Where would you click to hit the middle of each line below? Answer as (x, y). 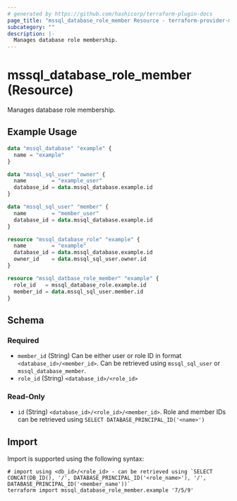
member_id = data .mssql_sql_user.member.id (78, 292)
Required (23, 340)
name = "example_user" (58, 181)
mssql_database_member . (52, 371)
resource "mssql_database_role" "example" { (74, 239)
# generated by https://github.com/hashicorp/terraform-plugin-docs (110, 14)
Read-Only (26, 396)
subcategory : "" (31, 27)
